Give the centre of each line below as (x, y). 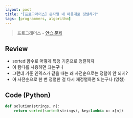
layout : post (18, 10)
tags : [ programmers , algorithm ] (38, 19)
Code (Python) (28, 95)
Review (17, 49)
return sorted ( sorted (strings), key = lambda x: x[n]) (69, 111)
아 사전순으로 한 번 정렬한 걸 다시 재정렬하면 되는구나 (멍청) (68, 79)
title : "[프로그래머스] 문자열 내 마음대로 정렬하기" (52, 14)
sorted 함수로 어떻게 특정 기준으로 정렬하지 (53, 61)
